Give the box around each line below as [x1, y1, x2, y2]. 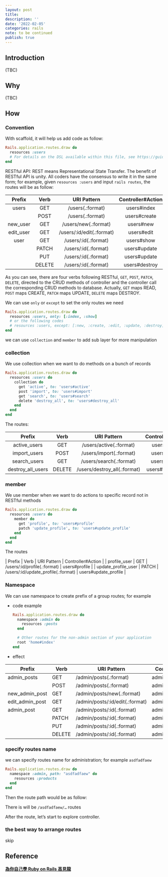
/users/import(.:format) [81, 450, 136, 457]
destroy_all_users [7, 466, 48, 473]
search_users [12, 458, 44, 465]
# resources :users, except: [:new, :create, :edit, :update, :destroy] [9, 323, 164, 328]
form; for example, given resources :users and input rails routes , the [5, 178, 151, 185]
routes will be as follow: [5, 184, 54, 190]
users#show [126, 237, 155, 244]
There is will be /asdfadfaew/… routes [5, 804, 81, 810]
